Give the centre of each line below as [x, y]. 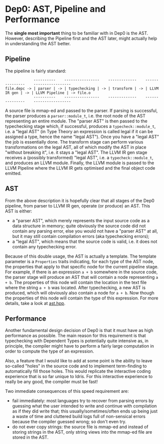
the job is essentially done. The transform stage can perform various [74, 142]
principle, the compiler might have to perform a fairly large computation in [80, 346]
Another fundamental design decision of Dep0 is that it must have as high [79, 330]
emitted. [13, 173]
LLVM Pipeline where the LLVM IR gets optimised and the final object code [80, 168]
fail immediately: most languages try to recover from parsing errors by [83, 401]
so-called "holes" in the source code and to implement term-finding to [76, 366]
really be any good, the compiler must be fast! [51, 382]
